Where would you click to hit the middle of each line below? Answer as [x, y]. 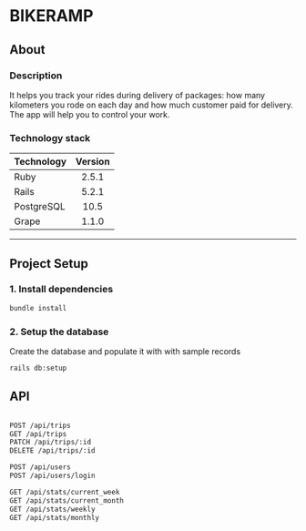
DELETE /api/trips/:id [52, 451]
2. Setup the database [59, 332]
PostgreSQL [40, 207]
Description [36, 76]
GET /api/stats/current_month [67, 500]
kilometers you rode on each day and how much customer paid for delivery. [152, 105]
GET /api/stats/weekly [52, 509]
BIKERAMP [51, 16]
